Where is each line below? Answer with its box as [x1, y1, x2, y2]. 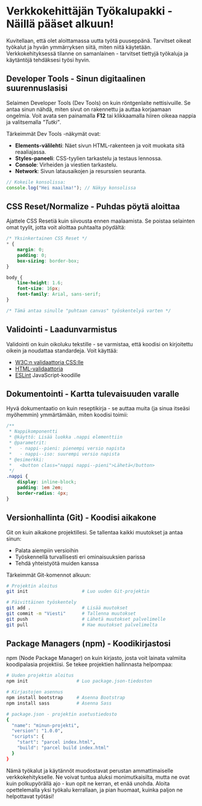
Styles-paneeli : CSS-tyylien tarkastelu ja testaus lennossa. [14, 154, 163, 162]
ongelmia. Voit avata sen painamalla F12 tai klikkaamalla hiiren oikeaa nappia [6, 112, 197, 119]
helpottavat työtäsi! [6, 792, 54, 800]
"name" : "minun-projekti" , [11, 722, 80, 728]
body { [6, 274, 23, 281]
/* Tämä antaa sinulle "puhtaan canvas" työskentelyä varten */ [6, 308, 171, 314]
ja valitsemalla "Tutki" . [6, 118, 62, 125]
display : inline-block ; [17, 479, 77, 485]
